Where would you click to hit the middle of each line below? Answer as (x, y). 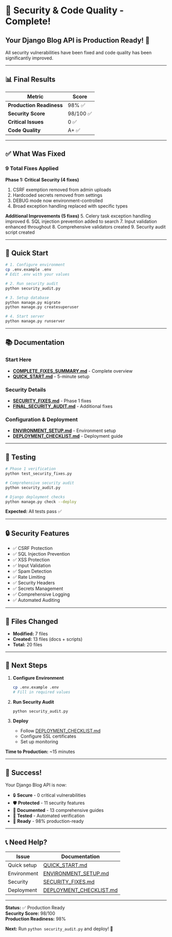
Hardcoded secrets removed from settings (57, 195)
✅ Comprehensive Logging (41, 595)
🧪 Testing (21, 457)
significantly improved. (29, 58)
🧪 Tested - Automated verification (49, 816)
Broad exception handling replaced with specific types (70, 206)
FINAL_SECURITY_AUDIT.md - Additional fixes (62, 406)
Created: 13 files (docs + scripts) (48, 639)
